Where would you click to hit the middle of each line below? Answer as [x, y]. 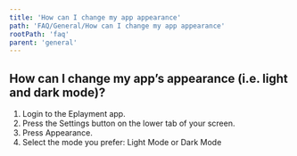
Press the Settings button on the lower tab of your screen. [128, 123]
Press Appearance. [58, 133]
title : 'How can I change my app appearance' [95, 17]
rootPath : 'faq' [39, 34]
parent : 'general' [43, 42]
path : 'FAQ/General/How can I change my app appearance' [117, 26]
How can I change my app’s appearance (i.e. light [148, 78]
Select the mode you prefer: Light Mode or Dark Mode [122, 143]
